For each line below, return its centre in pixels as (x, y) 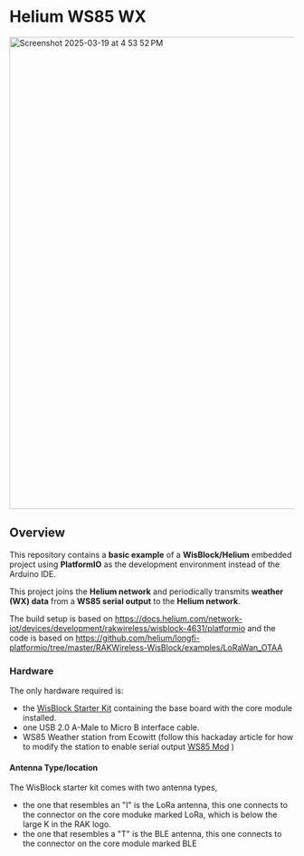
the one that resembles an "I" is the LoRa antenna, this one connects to (155, 805)
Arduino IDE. (33, 573)
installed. (39, 718)
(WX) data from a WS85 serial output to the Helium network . (125, 601)
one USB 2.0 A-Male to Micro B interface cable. (111, 727)
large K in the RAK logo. (66, 824)
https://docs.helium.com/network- (178, 619)
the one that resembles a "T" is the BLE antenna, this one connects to (152, 834)
